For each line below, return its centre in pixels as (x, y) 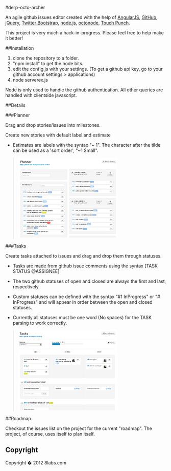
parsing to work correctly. (40, 323)
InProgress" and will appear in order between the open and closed (82, 302)
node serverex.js (30, 80)
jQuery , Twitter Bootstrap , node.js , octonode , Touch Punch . (68, 23)
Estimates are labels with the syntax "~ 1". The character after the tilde (87, 145)
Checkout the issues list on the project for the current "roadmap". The (79, 428)
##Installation (20, 48)
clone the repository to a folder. (46, 58)
